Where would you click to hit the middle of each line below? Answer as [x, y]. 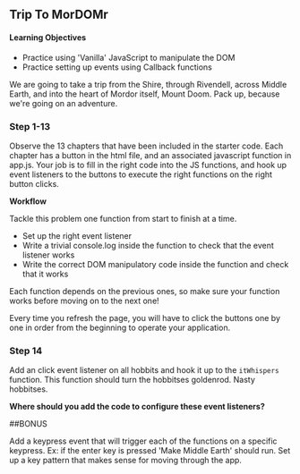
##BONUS [28, 424]
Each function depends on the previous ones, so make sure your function [145, 291]
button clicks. [34, 183]
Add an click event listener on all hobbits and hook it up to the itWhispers [144, 370]
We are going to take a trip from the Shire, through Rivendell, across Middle [148, 84]
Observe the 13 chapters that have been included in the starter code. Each [146, 146]
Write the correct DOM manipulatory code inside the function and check [155, 264]
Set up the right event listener [77, 235]
